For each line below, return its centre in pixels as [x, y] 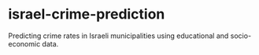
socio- [241, 36]
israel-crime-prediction [87, 14]
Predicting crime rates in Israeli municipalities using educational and [118, 36]
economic [24, 43]
